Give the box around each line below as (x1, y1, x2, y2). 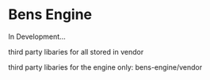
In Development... (8, 32, 66, 41)
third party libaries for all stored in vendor (8, 47, 144, 56)
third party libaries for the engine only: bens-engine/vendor (8, 62, 203, 72)
